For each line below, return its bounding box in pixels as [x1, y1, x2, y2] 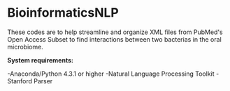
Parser [34, 76, 53, 85]
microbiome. [7, 42, 43, 51]
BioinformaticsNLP [7, 5, 119, 21]
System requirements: [7, 56, 73, 64]
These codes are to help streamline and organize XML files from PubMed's [7, 28, 224, 36]
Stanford [7, 76, 33, 85]
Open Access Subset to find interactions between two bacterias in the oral [7, 35, 222, 43]
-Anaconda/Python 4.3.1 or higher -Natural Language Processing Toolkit [7, 69, 215, 78]
